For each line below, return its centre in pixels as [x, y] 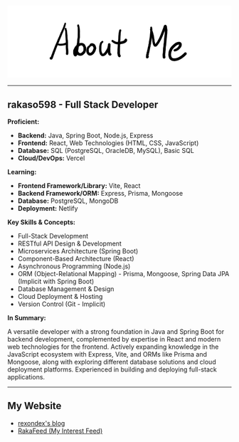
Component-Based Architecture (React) [76, 259]
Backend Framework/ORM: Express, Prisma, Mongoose [100, 194]
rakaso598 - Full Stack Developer [83, 104]
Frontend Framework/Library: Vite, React [79, 186]
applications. [26, 377]
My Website [34, 406]
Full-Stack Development [53, 236]
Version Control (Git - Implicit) [62, 304]
